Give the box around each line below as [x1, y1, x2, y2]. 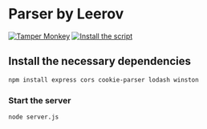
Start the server [8, 95, 71, 106]
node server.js [8, 113, 59, 121]
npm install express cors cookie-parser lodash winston [8, 75, 199, 84]
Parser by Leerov [8, 5, 124, 23]
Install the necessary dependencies [8, 54, 191, 68]
